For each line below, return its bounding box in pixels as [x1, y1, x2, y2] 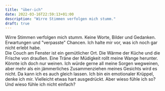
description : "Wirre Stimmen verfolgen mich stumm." [5, 16, 116, 21]
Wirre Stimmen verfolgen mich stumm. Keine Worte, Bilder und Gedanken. [5, 34, 156, 40]
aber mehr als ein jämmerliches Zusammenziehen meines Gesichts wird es [5, 66, 158, 72]
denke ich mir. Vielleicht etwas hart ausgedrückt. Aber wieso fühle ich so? [5, 76, 156, 82]
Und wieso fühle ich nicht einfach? [5, 82, 76, 88]
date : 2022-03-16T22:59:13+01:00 [5, 12, 74, 17]
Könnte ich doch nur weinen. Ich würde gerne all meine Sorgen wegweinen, [5, 61, 159, 66]
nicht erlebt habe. [5, 45, 41, 51]
